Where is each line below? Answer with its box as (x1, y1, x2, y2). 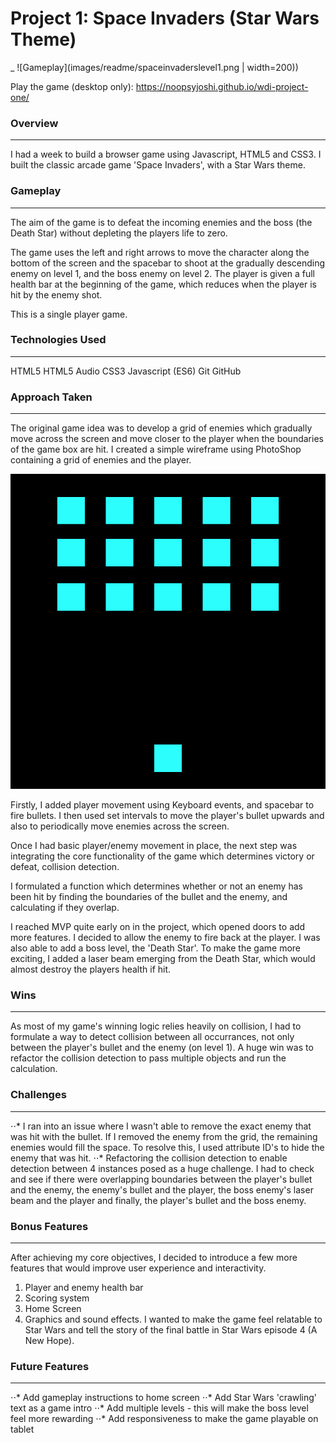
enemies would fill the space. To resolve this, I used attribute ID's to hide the (10, 1141, 325, 1153)
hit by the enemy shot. (10, 288, 103, 301)
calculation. (10, 1063, 58, 1075)
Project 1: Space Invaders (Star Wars (10, 7, 320, 30)
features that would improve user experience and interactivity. (10, 1262, 267, 1274)
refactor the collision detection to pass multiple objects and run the (10, 1052, 287, 1064)
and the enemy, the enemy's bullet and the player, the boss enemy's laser (10, 1183, 314, 1196)
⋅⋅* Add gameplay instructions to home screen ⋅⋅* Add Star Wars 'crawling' (10, 1392, 318, 1404)
